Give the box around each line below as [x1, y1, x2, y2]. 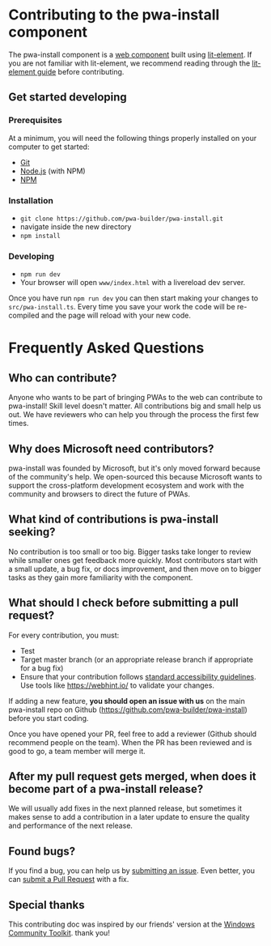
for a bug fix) [19, 663, 64, 673]
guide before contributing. [36, 66, 125, 76]
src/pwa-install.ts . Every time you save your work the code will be [8, 302, 236, 312]
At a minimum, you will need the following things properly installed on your [8, 133, 257, 143]
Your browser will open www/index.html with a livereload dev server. [19, 278, 246, 288]
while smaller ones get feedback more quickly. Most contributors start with [8, 555, 258, 565]
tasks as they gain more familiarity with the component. [8, 573, 193, 582]
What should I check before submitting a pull [8, 596, 239, 610]
